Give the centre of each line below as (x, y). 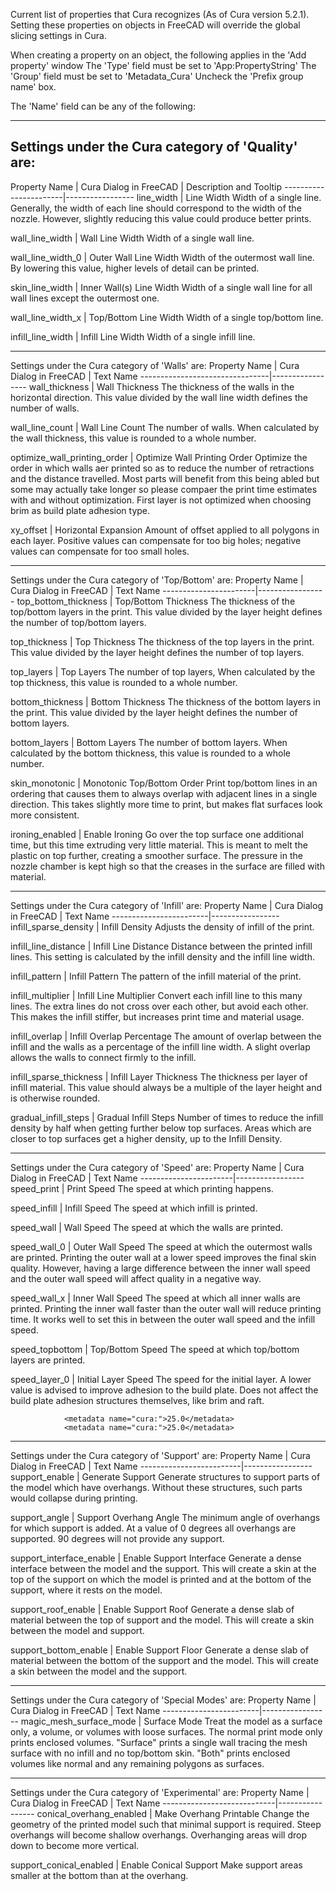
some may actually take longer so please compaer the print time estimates (164, 489)
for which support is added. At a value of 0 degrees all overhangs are (153, 1528)
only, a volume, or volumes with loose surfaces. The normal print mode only (166, 1731)
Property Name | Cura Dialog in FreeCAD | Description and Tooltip (146, 186)
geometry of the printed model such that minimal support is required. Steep (166, 1824)
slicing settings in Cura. (58, 35)
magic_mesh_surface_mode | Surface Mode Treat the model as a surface (171, 1721)
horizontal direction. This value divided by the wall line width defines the (159, 397)
